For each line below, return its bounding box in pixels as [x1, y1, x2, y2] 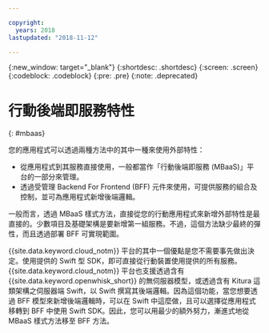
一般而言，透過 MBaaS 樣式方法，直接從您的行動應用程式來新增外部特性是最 [8, 209, 260, 219]
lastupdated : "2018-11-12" [8, 34, 98, 42]
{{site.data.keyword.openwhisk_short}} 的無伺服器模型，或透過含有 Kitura [8, 276, 252, 286]
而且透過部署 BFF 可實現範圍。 [22, 229, 124, 239]
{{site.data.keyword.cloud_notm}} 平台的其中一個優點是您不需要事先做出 [8, 246, 248, 256]
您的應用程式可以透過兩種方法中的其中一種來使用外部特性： [8, 145, 205, 154]
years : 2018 [15, 26, 56, 34]
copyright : [8, 18, 45, 26]
